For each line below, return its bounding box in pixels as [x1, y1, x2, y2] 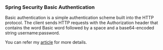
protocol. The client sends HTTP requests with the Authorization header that [5, 20, 158, 25]
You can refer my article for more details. [5, 39, 87, 45]
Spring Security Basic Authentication [5, 4, 95, 11]
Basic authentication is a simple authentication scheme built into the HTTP [5, 15, 154, 21]
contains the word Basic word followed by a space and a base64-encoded [5, 25, 154, 31]
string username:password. [5, 30, 60, 36]
